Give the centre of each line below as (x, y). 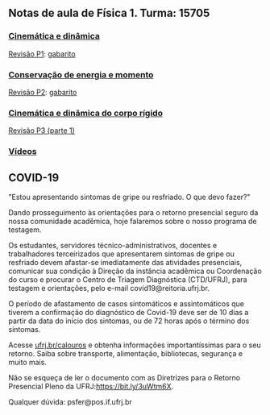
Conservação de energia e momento (81, 74)
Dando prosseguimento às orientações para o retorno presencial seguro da (133, 213)
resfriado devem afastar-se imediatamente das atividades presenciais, (125, 263)
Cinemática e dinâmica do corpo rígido (86, 113)
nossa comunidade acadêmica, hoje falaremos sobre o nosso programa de (133, 222)
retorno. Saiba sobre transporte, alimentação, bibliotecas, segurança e (126, 354)
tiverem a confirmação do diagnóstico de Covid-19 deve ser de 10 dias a (129, 313)
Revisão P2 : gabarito (43, 92)
